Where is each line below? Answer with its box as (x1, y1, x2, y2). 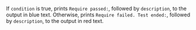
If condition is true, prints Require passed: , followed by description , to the (6, 5, 187, 12)
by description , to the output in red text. (6, 18, 104, 24)
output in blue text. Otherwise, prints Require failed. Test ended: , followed (6, 11, 191, 18)
